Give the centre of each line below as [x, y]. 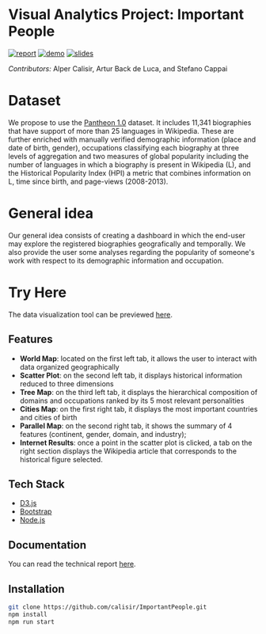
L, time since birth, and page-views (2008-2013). [88, 181]
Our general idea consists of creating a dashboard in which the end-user [127, 235]
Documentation [47, 545]
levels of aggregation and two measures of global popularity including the [129, 156]
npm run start [32, 622]
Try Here [38, 292]
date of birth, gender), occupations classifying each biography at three [124, 147]
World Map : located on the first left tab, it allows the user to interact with [138, 359]
